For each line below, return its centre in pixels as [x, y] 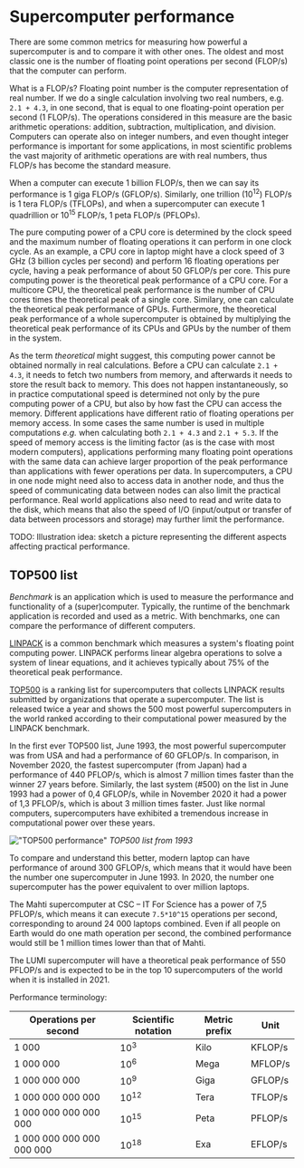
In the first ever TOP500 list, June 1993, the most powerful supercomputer [148, 746]
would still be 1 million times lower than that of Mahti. [108, 943]
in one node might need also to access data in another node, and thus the [147, 481]
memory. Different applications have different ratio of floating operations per [152, 413]
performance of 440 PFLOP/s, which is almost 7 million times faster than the [152, 775]
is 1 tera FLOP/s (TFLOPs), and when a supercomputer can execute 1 [137, 203]
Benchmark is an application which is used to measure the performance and [152, 597]
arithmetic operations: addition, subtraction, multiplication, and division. [143, 126]
